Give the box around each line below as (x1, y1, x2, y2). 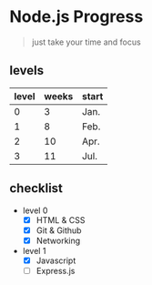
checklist (9, 180, 64, 197)
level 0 (22, 205, 48, 216)
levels (9, 63, 44, 78)
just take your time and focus (31, 36, 141, 47)
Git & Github (35, 225, 82, 236)
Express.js (35, 265, 76, 276)
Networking (35, 235, 81, 246)
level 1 (22, 245, 46, 256)
